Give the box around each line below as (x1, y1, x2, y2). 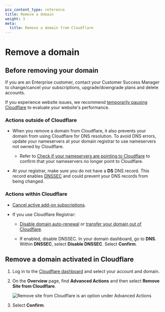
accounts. (5, 90, 26, 96)
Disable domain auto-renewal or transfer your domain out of (19, 221, 142, 227)
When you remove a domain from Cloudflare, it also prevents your (12, 128, 146, 134)
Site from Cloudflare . (12, 283, 56, 289)
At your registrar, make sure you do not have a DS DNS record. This (12, 168, 150, 174)
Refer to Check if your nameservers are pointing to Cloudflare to (19, 153, 150, 159)
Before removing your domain (5, 66, 99, 74)
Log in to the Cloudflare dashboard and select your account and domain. (12, 268, 160, 274)
